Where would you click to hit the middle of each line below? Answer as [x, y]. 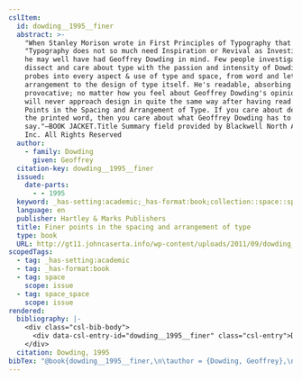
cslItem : [25, 18]
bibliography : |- [49, 319]
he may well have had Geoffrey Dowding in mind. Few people [140, 59]
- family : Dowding [59, 151]
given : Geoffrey [63, 160]
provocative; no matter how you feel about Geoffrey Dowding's [146, 93]
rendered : [27, 311]
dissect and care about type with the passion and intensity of [148, 68]
